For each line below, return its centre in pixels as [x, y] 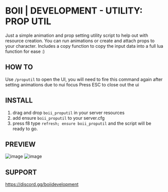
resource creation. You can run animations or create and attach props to [80, 41]
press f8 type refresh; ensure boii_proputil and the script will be [82, 123]
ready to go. [25, 129]
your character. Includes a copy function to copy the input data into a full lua [84, 46]
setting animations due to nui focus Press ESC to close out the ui [72, 84]
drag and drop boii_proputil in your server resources [68, 113]
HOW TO [19, 67]
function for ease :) [25, 51]
